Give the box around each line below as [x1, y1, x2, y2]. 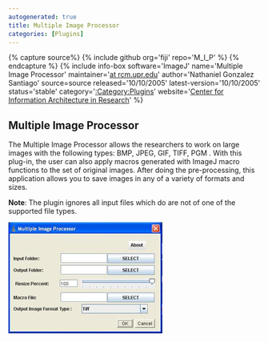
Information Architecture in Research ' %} [8, 95, 144, 105]
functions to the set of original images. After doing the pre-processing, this [8, 165, 255, 175]
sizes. [8, 183, 28, 192]
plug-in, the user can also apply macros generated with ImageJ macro [8, 157, 240, 167]
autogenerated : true [8, 13, 78, 21]
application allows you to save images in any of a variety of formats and [8, 174, 245, 183]
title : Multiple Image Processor [8, 21, 120, 30]
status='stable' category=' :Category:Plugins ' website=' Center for [8, 87, 224, 96]
